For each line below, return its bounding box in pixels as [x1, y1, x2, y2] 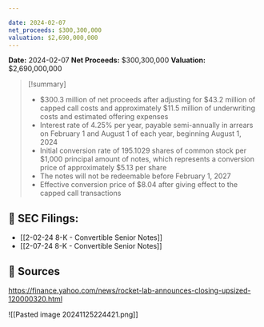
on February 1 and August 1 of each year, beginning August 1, [39, 129, 242, 138]
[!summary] [27, 79, 66, 89]
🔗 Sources [8, 265, 61, 278]
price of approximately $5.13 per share [39, 163, 167, 173]
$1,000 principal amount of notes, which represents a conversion [39, 154, 254, 164]
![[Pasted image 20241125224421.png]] [8, 309, 138, 319]
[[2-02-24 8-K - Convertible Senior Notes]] [19, 233, 162, 242]
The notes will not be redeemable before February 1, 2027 [39, 171, 231, 181]
